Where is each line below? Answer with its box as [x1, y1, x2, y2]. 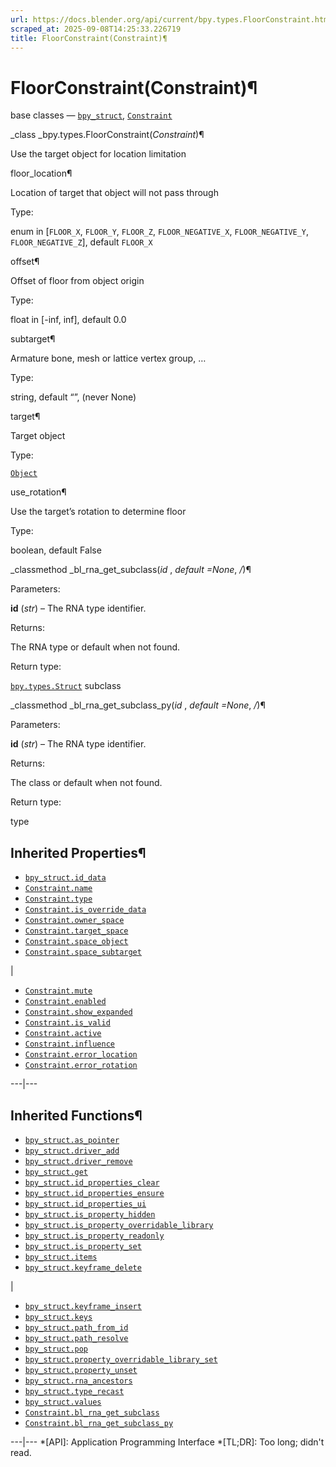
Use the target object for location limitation [10, 148, 187, 160]
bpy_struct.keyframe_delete [24, 1262, 142, 1273]
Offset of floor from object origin [10, 275, 145, 287]
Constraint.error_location [24, 1050, 138, 1060]
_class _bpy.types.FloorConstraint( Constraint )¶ [10, 129, 205, 141]
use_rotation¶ [10, 486, 67, 498]
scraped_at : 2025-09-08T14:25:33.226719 [10, 24, 182, 34]
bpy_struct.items [24, 1252, 98, 1262]
